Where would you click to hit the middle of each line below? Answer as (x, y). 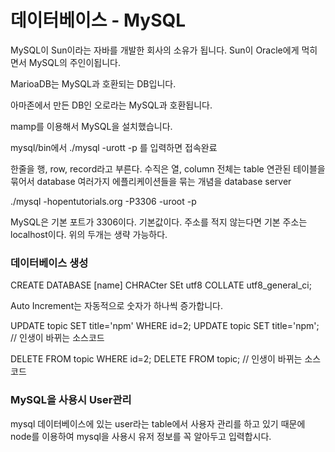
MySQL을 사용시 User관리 (71, 400)
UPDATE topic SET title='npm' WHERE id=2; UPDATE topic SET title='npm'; (165, 326)
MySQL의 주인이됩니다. (75, 62)
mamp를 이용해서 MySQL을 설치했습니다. (91, 126)
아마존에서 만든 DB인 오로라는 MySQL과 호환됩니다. (111, 105)
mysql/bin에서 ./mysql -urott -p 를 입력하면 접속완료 (114, 147)
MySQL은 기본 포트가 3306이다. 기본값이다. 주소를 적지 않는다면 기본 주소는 (159, 222)
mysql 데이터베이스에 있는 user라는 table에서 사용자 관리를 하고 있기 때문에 (158, 423)
